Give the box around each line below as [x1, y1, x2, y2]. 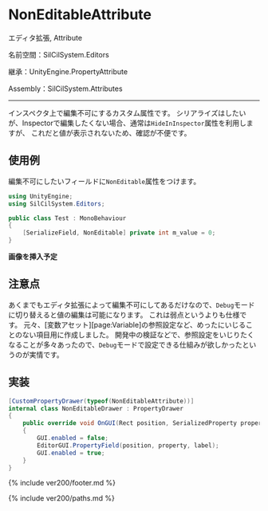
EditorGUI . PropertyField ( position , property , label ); [37, 441, 219, 450]
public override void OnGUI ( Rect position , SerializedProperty [22, 419, 238, 427]
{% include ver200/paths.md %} [8, 493, 116, 503]
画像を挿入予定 [8, 252, 57, 261]
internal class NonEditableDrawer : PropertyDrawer [8, 404, 183, 412]
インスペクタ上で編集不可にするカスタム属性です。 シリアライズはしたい [8, 108, 246, 117]
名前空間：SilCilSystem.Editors [8, 49, 109, 59]
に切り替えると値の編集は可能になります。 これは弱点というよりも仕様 [8, 309, 240, 320]
